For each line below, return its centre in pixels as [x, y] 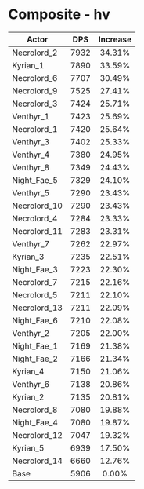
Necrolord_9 [35, 90]
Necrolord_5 [35, 294]
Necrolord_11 [37, 231]
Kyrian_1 [28, 65]
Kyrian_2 [28, 396]
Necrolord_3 [35, 104]
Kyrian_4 [28, 371]
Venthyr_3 [31, 141]
